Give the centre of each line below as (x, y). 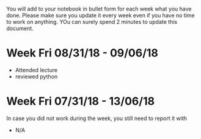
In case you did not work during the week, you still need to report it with (97, 118)
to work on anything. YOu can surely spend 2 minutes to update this (92, 22)
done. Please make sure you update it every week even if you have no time (100, 15)
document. (20, 28)
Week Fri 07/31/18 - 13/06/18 (80, 101)
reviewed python (36, 77)
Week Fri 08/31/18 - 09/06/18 (82, 53)
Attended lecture (36, 70)
